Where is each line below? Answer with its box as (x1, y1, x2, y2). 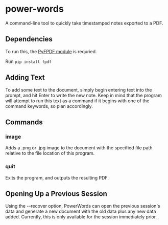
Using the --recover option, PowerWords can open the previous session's (5, 203, 160, 209)
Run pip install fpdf (5, 58, 52, 64)
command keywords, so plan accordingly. (5, 103, 93, 109)
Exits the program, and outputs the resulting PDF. (5, 174, 109, 181)
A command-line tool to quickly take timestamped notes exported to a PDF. (5, 20, 163, 26)
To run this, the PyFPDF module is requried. (5, 48, 97, 54)
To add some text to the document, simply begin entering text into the (5, 86, 152, 93)
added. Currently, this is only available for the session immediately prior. (5, 214, 157, 220)
